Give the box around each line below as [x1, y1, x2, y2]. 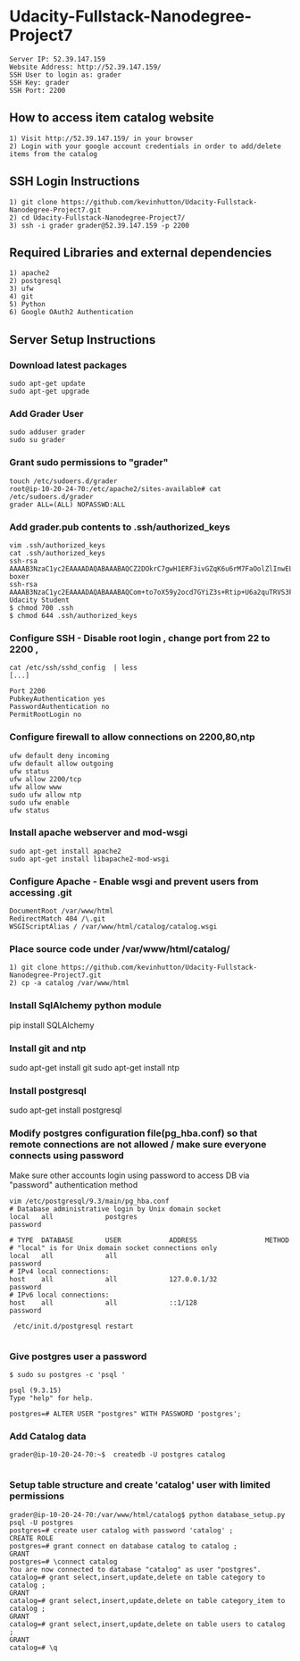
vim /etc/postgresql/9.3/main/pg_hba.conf [9, 1197, 170, 1206]
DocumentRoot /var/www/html [9, 906, 114, 916]
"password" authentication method [9, 1179, 138, 1189]
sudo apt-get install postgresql [9, 1105, 122, 1115]
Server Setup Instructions [9, 332, 156, 347]
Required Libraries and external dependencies [9, 245, 272, 260]
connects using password [9, 1149, 125, 1162]
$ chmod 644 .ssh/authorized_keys [9, 611, 138, 620]
